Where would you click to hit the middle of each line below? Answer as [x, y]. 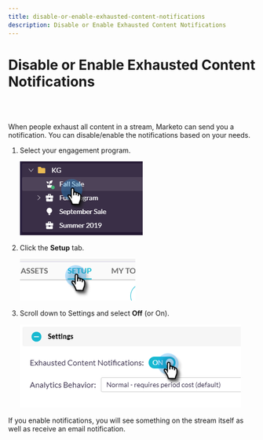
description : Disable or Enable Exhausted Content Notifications [117, 25]
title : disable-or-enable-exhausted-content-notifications [107, 17]
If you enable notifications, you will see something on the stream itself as [126, 420]
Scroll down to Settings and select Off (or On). [95, 313]
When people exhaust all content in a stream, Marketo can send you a [121, 127]
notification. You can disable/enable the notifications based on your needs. [130, 135]
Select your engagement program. [75, 150]
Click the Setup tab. [52, 248]
